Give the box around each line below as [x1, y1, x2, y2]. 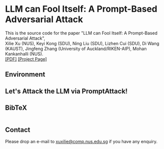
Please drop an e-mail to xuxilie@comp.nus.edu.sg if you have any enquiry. [5, 139, 158, 145]
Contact [5, 125, 30, 134]
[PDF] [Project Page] [5, 56, 47, 62]
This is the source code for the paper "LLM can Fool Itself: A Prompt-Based [5, 30, 158, 36]
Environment [5, 70, 46, 79]
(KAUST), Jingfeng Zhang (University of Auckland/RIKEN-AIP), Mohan [5, 46, 147, 51]
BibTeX [5, 104, 27, 112]
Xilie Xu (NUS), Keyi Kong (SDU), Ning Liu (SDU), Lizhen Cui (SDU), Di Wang [5, 40, 160, 46]
